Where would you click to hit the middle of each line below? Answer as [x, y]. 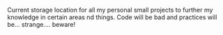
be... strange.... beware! [41, 24]
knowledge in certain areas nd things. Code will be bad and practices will [112, 17]
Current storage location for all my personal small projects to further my [110, 10]
